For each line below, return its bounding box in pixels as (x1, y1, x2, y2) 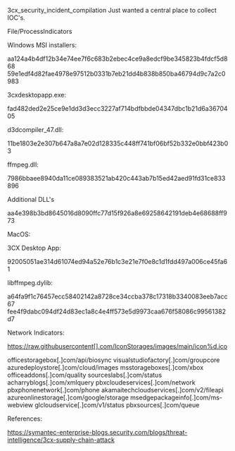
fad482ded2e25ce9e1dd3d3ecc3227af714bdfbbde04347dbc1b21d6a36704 (7, 104, 228, 112)
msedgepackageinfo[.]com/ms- (129, 393, 223, 402)
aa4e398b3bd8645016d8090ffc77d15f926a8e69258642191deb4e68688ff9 (7, 209, 227, 217)
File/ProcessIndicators (7, 28, 72, 35)
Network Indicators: (7, 328, 65, 337)
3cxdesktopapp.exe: (7, 91, 67, 99)
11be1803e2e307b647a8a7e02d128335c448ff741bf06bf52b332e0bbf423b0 (7, 139, 229, 148)
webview (7, 401, 34, 409)
